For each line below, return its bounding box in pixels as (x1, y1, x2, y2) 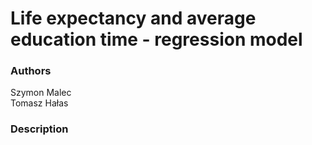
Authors (10, 64, 52, 78)
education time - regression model (10, 28, 303, 51)
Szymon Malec (10, 87, 72, 99)
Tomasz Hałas (10, 97, 69, 109)
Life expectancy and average (10, 7, 257, 30)
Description (10, 122, 69, 136)
